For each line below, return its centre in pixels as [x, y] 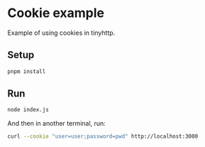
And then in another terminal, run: [57, 124]
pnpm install [27, 71]
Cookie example [56, 13]
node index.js [28, 110]
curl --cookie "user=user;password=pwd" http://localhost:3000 [103, 136]
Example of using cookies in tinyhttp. [61, 33]
